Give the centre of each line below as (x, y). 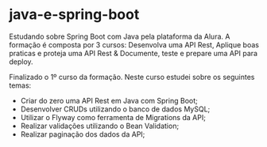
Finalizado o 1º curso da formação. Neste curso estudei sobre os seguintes (132, 77)
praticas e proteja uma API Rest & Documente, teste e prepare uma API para (133, 53)
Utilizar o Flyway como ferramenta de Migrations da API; (113, 117)
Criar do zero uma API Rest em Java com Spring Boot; (109, 100)
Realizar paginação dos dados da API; (83, 134)
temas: (20, 85)
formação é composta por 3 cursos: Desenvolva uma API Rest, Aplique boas (134, 44)
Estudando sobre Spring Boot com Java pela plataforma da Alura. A (120, 36)
